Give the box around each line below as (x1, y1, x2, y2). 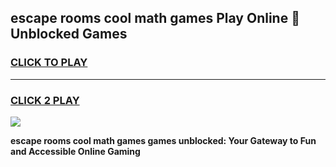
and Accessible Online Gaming (10, 145, 141, 157)
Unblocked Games (10, 26, 128, 43)
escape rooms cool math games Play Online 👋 (10, 10, 300, 27)
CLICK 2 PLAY (10, 93, 80, 107)
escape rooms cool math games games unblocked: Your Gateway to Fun (10, 134, 317, 146)
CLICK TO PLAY (10, 56, 88, 70)
